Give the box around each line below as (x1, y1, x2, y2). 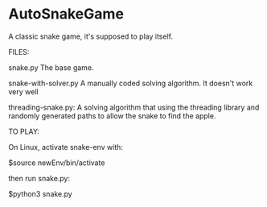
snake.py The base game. (8, 62, 94, 72)
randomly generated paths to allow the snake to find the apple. (8, 110, 216, 121)
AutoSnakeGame (8, 5, 125, 23)
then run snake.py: (8, 173, 71, 183)
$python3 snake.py (8, 188, 72, 198)
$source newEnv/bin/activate (8, 158, 105, 168)
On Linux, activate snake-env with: (8, 142, 123, 151)
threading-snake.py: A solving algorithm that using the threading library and (8, 102, 260, 112)
